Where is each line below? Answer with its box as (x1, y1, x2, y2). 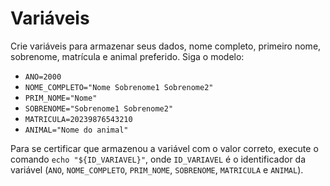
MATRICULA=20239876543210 (24, 114, 133, 124)
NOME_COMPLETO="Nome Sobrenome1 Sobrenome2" (24, 82, 214, 92)
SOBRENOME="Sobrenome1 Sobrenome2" (24, 103, 174, 114)
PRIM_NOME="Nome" (24, 93, 98, 103)
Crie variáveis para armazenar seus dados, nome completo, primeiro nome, (10, 40, 322, 52)
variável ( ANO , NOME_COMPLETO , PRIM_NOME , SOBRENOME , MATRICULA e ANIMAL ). (10, 163, 304, 176)
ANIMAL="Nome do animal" (24, 125, 129, 135)
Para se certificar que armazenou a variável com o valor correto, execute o (10, 142, 319, 154)
